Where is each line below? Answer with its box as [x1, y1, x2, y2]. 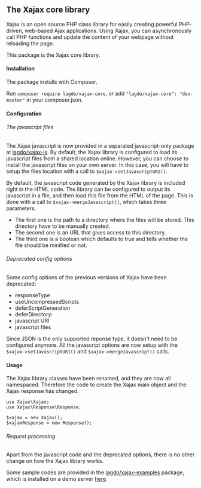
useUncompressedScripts [14, 298, 80, 306]
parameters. [6, 205, 36, 212]
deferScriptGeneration [14, 304, 71, 312]
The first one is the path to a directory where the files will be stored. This [14, 216, 194, 223]
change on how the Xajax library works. [6, 457, 103, 465]
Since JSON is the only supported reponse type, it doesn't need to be [6, 335, 178, 343]
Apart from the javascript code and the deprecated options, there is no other [6, 451, 195, 458]
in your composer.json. [26, 96, 83, 103]
